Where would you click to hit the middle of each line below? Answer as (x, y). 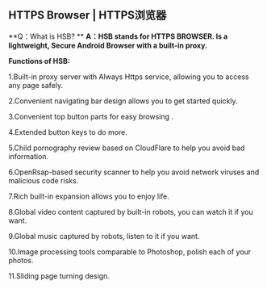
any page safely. (35, 85)
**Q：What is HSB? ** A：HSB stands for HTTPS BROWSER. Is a (118, 36)
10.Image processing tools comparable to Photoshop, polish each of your (130, 251)
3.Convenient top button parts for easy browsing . (91, 116)
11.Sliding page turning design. (59, 276)
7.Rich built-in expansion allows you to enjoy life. (89, 196)
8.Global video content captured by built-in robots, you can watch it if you (131, 212)
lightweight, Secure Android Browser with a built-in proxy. (108, 45)
